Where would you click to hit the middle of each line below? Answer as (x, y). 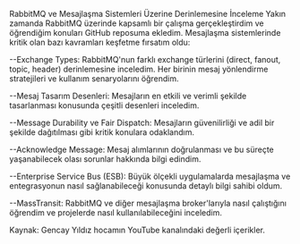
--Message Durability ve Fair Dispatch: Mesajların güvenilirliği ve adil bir (142, 122)
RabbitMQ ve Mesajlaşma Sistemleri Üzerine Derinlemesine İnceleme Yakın (148, 14)
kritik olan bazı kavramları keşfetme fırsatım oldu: (100, 42)
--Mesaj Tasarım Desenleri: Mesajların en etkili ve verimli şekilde (128, 96)
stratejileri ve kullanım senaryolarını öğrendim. (94, 79)
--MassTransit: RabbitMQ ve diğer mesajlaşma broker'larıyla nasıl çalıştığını (148, 203)
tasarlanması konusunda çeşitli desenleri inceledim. (104, 105)
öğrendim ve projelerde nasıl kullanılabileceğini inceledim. (116, 213)
